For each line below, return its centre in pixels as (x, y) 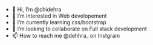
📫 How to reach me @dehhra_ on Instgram (66, 36)
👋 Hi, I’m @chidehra (37, 9)
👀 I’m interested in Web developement (59, 16)
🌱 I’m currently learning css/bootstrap (59, 22)
